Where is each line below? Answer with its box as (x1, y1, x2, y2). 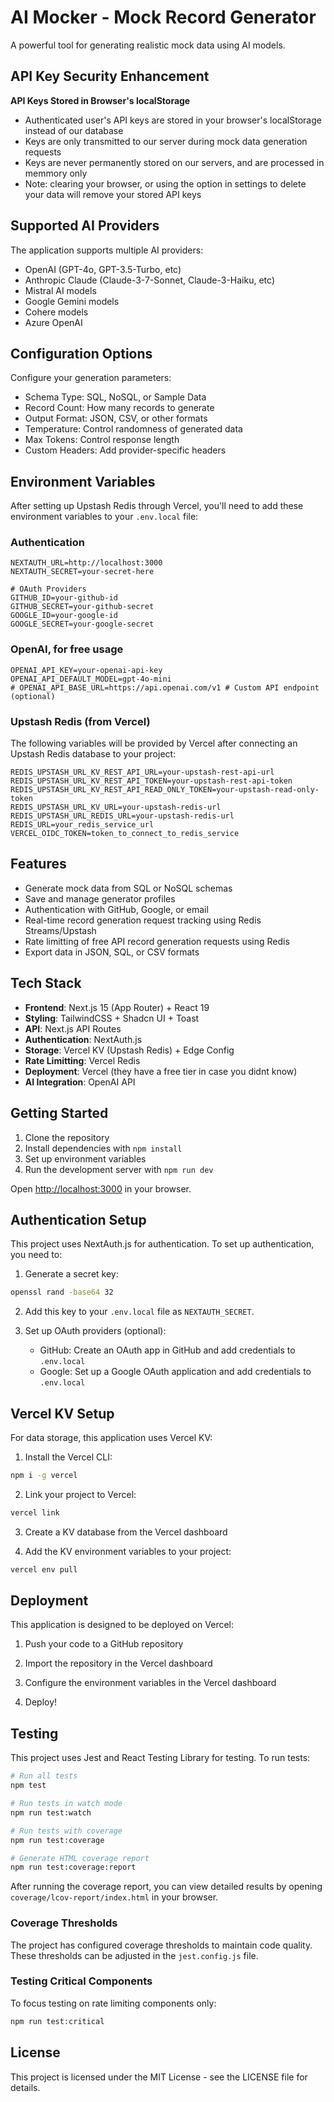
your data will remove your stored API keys (24, 188, 202, 200)
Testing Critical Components (10, 1974, 153, 1988)
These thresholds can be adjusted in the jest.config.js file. (10, 1949, 259, 1961)
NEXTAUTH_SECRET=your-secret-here (10, 567, 155, 577)
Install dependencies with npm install (24, 1142, 183, 1154)
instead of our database (24, 124, 124, 136)
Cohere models (24, 306, 89, 318)
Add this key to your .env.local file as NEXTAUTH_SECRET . (24, 1306, 255, 1318)
